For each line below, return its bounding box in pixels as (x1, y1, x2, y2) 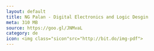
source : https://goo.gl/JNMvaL (6, 25, 83, 31)
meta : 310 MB (6, 19, 38, 25)
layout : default (6, 8, 46, 15)
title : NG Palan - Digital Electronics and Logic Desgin (6, 14, 149, 20)
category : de (6, 30, 38, 36)
